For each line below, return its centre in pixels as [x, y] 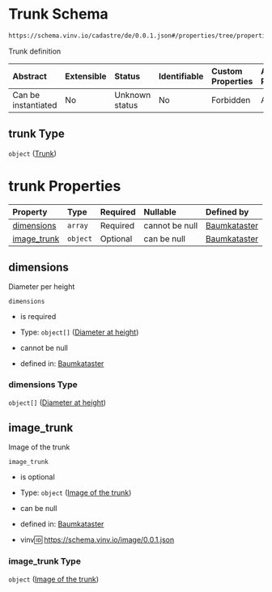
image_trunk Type [45, 561]
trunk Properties [65, 186]
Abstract [30, 76]
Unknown [133, 95]
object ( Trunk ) [32, 153]
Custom [227, 71]
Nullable [160, 211]
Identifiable [181, 76]
